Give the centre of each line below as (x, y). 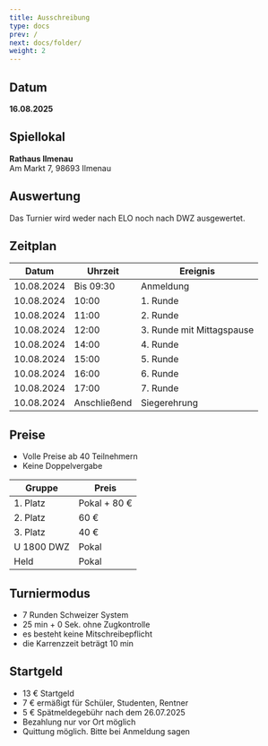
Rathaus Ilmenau (41, 159)
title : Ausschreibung (50, 17)
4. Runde (160, 344)
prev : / (24, 34)
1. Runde (160, 301)
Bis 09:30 (95, 286)
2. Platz (30, 518)
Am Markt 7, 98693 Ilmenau (61, 168)
